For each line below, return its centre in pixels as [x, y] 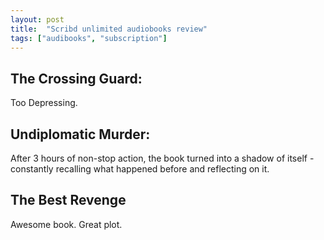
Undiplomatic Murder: [80, 134]
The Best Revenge [68, 200]
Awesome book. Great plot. [66, 224]
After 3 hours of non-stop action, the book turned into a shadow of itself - [162, 158]
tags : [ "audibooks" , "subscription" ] [89, 38]
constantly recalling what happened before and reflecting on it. [140, 169]
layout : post [37, 19]
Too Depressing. [44, 103]
